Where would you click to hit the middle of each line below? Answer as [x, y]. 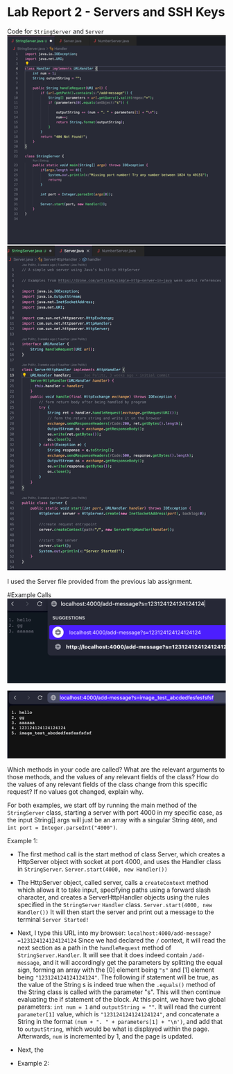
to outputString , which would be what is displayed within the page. [113, 1029]
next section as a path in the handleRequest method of [94, 948]
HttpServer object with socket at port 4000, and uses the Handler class [119, 862]
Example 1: [23, 841]
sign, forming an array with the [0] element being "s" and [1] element [116, 970]
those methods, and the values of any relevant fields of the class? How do [113, 777]
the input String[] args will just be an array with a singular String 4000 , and [112, 820]
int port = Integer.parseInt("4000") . [62, 827]
